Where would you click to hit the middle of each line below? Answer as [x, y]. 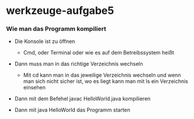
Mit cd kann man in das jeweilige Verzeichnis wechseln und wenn [102, 75]
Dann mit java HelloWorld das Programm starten [72, 110]
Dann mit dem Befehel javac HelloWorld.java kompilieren [82, 99]
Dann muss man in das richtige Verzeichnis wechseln [79, 64]
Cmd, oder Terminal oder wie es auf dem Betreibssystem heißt [98, 53]
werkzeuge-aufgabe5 [60, 11]
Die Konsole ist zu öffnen [45, 41]
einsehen [34, 88]
